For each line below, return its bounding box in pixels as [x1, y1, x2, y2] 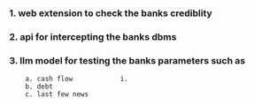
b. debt [25, 82, 53, 91]
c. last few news [25, 90, 89, 99]
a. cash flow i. [25, 74, 128, 84]
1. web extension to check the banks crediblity [9, 7, 212, 19]
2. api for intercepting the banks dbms [9, 30, 177, 42]
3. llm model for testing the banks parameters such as [9, 54, 246, 66]
